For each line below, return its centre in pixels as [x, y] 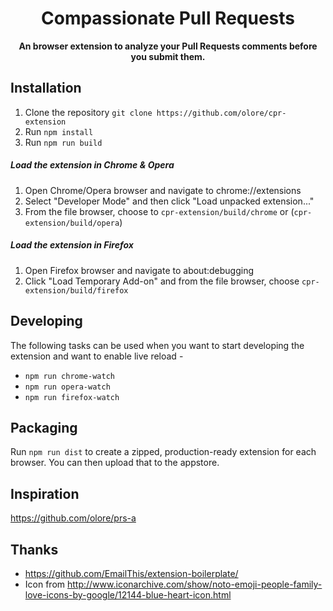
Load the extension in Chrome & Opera [92, 165]
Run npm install [59, 131]
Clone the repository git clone [88, 112]
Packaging [44, 427]
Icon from [45, 584]
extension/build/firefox [76, 290]
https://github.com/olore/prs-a [73, 518]
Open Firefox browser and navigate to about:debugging [139, 270]
